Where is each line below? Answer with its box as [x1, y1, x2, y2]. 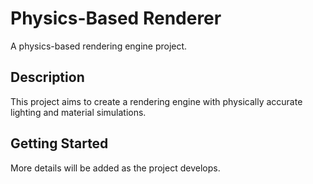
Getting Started [10, 135, 109, 152]
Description [10, 69, 85, 86]
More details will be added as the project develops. [10, 162, 221, 174]
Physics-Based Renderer [10, 7, 222, 30]
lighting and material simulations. [10, 106, 147, 118]
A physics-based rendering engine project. [10, 40, 188, 52]
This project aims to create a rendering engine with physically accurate [10, 95, 303, 107]
